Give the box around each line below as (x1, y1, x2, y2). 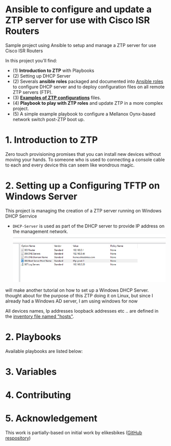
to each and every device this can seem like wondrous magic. (5, 162, 135, 168)
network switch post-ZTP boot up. (12, 116, 85, 122)
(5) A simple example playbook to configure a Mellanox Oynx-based (12, 111, 156, 117)
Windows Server (5, 191, 77, 202)
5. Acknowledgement (5, 413, 98, 425)
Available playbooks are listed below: (5, 348, 83, 354)
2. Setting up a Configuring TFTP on (5, 180, 160, 192)
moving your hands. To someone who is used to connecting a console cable (5, 156, 165, 162)
